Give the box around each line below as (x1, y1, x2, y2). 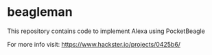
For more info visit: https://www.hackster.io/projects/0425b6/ (7, 40, 180, 48)
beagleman (7, 4, 73, 20)
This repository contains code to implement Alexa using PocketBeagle (7, 27, 206, 35)
